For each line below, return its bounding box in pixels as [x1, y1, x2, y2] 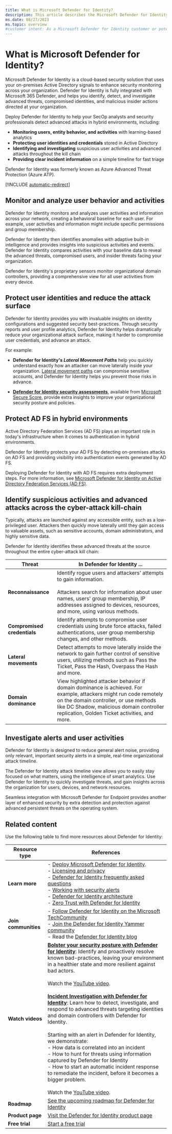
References [91, 849, 120, 856]
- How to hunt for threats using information [48, 1050, 152, 1057]
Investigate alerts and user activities [5, 733, 124, 742]
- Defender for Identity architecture [48, 893, 133, 900]
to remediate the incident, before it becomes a [48, 1069, 159, 1077]
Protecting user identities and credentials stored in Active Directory [12, 140, 158, 146]
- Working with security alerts [48, 886, 120, 893]
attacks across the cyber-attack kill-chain [5, 503, 142, 512]
